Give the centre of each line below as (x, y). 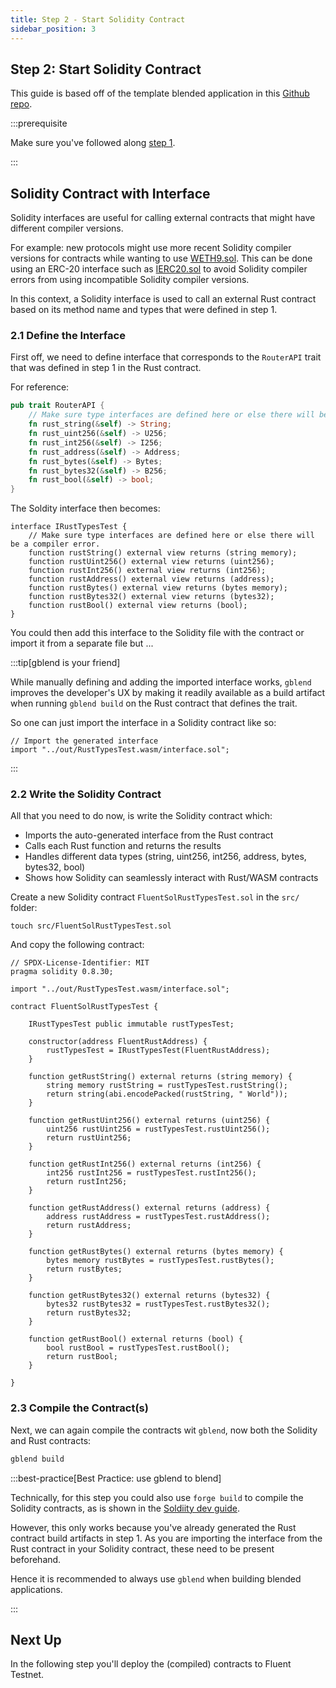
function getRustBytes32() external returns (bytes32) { (149, 1296)
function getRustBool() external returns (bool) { (136, 1339)
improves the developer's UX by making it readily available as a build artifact (168, 693)
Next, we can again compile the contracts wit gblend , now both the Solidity (164, 1430)
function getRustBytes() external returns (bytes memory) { (156, 1252)
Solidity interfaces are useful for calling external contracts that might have (163, 218)
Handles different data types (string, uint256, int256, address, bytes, (165, 857)
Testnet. (27, 1675)
